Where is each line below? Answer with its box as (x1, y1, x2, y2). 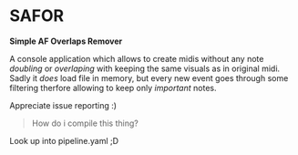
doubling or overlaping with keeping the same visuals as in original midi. (9, 63, 281, 74)
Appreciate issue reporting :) (9, 99, 117, 110)
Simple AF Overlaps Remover (9, 36, 123, 46)
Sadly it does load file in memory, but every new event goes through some (9, 72, 289, 83)
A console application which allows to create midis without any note (9, 53, 264, 64)
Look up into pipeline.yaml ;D (9, 135, 119, 146)
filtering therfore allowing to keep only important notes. (9, 82, 217, 93)
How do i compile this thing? (31, 118, 139, 129)
